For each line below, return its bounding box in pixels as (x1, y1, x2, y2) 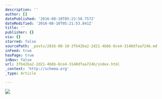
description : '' (5, 7, 38, 12)
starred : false (5, 39, 36, 44)
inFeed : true (5, 48, 32, 53)
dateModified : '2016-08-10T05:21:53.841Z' (5, 21, 94, 26)
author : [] (5, 12, 28, 17)
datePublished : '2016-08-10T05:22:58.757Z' (5, 16, 96, 21)
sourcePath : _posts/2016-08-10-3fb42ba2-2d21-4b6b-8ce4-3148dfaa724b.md (5, 44, 158, 49)
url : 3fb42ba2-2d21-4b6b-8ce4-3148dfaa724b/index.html (5, 62, 120, 67)
